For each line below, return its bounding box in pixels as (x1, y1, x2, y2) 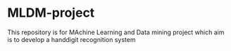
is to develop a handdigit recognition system (7, 35, 136, 43)
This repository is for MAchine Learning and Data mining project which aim (7, 28, 225, 36)
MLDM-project (7, 5, 95, 21)
